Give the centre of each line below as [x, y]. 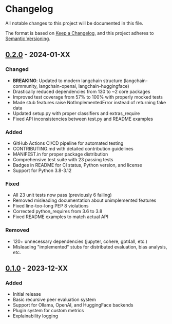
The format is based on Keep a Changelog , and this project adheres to [80, 33]
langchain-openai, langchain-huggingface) [84, 86]
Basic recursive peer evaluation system [54, 300]
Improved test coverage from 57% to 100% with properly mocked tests [88, 97]
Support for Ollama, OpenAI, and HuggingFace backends [73, 305]
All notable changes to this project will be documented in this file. [74, 23]
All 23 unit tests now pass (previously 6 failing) [62, 195]
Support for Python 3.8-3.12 [42, 170]
